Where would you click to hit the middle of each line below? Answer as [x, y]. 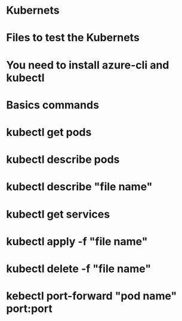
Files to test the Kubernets [73, 38]
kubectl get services [58, 214]
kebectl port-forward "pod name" [92, 296]
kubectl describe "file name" [79, 187]
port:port [29, 309]
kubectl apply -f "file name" [77, 241]
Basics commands [53, 105]
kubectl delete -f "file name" [78, 268]
